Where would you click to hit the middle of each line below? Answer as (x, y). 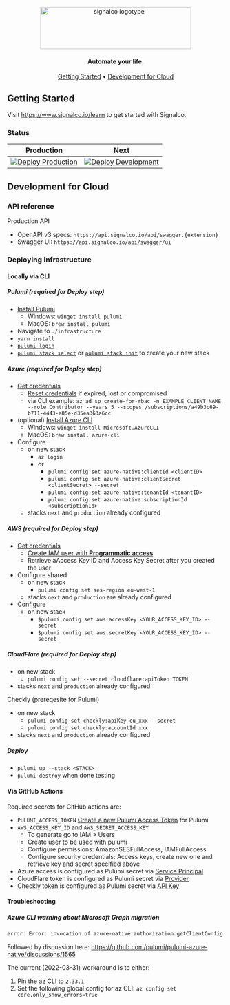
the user (39, 568)
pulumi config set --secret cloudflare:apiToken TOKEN (107, 680)
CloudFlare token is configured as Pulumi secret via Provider (103, 878)
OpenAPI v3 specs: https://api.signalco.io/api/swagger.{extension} (118, 235)
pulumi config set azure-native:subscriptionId (117, 500)
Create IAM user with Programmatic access (90, 553)
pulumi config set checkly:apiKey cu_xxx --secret (102, 721)
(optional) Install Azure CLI (55, 420)
